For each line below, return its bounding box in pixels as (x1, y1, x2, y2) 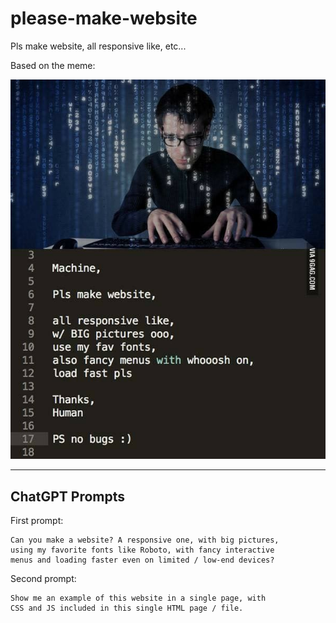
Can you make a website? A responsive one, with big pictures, (10, 535, 280, 546)
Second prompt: (10, 573, 77, 585)
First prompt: (10, 515, 64, 527)
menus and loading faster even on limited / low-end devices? (10, 555, 275, 566)
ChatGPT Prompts (10, 488, 126, 505)
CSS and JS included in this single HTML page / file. (10, 603, 244, 614)
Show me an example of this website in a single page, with (10, 593, 267, 604)
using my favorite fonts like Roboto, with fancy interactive (10, 545, 275, 556)
